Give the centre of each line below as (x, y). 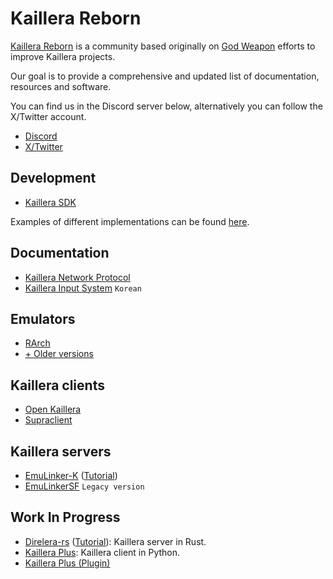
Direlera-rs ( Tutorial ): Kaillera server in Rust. (115, 541)
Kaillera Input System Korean (83, 288)
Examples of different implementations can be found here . (130, 221)
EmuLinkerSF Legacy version (84, 486)
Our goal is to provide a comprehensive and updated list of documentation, (165, 76)
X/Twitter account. (48, 116)
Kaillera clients (57, 385)
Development (53, 178)
